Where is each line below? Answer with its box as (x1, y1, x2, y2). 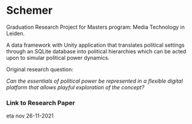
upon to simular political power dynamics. (6, 54, 110, 61)
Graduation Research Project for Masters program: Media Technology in (6, 23, 185, 31)
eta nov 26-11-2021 (6, 112, 54, 120)
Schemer (6, 4, 53, 17)
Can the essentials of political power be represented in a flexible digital (6, 77, 183, 84)
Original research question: (6, 65, 74, 72)
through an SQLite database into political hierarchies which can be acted (6, 47, 187, 55)
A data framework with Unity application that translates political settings (6, 41, 185, 49)
